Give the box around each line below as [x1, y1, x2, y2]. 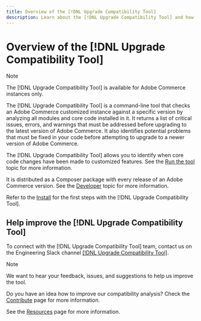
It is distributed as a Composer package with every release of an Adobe [6, 176, 184, 183]
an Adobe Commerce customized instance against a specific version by [6, 108, 184, 115]
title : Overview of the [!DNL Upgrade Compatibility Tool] [6, 8, 157, 15]
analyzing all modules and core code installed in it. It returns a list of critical [6, 115, 192, 122]
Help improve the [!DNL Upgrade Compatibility [6, 218, 184, 228]
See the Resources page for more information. [6, 308, 121, 316]
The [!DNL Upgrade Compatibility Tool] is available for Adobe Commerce [6, 84, 186, 91]
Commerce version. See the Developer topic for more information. [6, 182, 169, 189]
